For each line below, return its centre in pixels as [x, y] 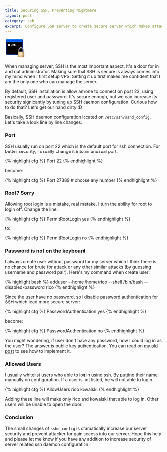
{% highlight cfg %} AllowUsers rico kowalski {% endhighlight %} [72, 389]
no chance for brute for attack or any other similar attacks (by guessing [78, 267]
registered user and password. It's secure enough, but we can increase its [81, 97]
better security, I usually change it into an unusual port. [62, 151]
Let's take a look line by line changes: [43, 122]
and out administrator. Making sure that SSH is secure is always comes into [82, 72]
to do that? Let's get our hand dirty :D [43, 107]
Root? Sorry [20, 193]
